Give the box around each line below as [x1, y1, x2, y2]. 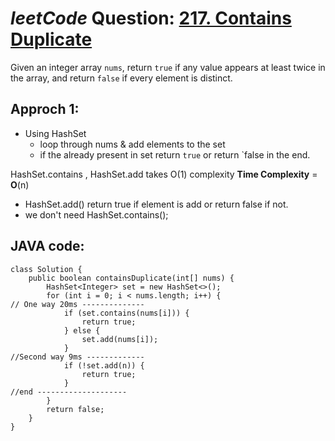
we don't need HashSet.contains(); [24, 208, 169, 221]
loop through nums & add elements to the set [39, 138, 226, 150]
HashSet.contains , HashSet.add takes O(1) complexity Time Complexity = [10, 168, 318, 180]
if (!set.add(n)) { [63, 360, 145, 371]
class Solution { [10, 264, 83, 274]
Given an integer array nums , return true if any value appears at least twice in [10, 61, 326, 73]
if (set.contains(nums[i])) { [63, 308, 190, 318]
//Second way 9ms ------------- [10, 352, 145, 362]
